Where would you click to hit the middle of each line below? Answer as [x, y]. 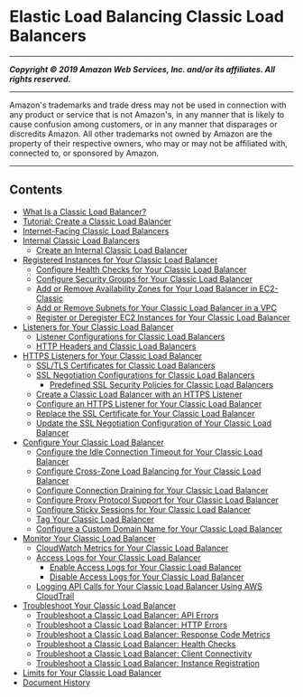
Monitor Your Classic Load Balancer [89, 538]
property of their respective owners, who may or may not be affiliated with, [149, 143]
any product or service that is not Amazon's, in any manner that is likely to [147, 114]
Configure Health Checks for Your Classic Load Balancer [141, 269]
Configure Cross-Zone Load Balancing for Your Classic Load [148, 471]
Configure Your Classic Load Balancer [93, 442]
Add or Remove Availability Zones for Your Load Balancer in [147, 288]
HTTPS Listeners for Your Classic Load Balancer [112, 355]
